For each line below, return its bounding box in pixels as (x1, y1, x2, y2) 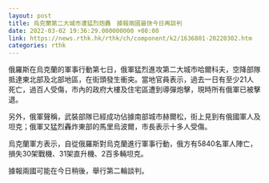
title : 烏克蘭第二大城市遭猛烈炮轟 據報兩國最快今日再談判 (8, 19, 183, 27)
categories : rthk (8, 42, 66, 50)
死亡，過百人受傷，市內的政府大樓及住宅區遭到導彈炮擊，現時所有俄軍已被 (8, 85, 254, 95)
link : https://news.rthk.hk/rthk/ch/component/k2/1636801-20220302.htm (8, 34, 252, 43)
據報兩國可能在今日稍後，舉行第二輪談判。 (8, 166, 149, 176)
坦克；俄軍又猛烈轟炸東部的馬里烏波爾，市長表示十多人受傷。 (8, 122, 212, 132)
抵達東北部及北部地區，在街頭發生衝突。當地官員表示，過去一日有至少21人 (8, 75, 255, 84)
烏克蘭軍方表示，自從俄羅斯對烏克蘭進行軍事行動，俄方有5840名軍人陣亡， (8, 139, 258, 148)
